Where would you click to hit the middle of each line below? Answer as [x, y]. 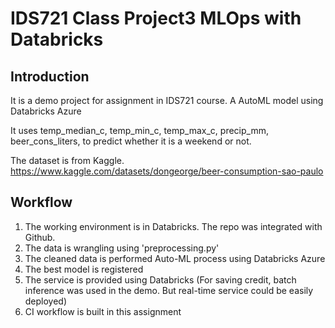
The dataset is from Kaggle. [67, 160]
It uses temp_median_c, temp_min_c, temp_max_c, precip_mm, [139, 130]
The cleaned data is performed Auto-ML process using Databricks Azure [175, 258]
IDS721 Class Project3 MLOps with [156, 18]
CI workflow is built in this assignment [103, 311]
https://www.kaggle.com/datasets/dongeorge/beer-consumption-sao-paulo [167, 171]
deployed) [46, 301]
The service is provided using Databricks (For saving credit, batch [160, 279]
